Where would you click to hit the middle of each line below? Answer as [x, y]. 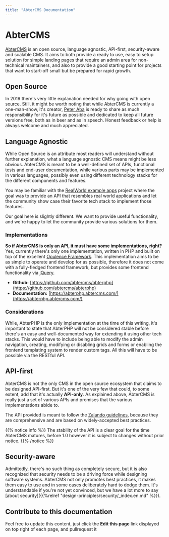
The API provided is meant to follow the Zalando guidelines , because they [82, 415]
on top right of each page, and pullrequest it [51, 529]
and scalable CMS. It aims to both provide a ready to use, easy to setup [79, 54]
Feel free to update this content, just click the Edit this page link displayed [82, 524]
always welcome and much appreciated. [47, 126]
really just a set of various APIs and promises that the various [69, 399]
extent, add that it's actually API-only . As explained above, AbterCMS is [80, 394]
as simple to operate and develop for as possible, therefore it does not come [84, 262]
